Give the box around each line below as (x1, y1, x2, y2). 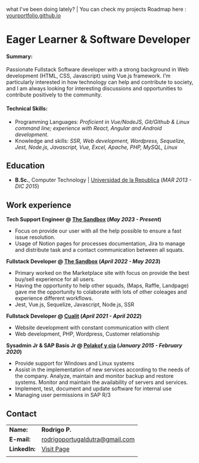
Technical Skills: (6, 105, 48, 112)
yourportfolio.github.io (6, 12, 61, 19)
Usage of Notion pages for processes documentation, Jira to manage (14, 240, 185, 247)
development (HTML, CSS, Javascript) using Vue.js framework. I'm (6, 72, 171, 80)
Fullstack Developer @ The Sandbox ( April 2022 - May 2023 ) (6, 258, 161, 265)
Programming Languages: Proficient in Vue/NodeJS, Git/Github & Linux (14, 118, 190, 125)
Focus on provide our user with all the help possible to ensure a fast (14, 227, 182, 234)
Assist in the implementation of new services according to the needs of (14, 366, 190, 373)
